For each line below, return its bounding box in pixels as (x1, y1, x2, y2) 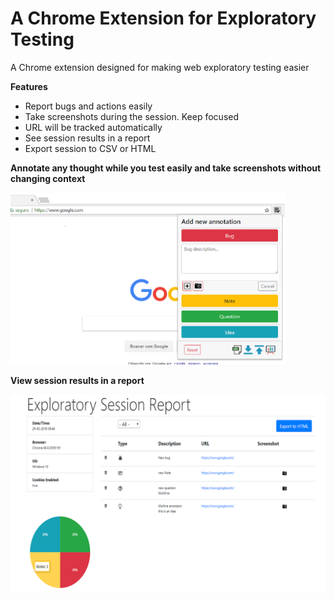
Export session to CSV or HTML (24, 142, 157, 154)
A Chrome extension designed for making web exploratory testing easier (10, 61, 310, 73)
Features (10, 80, 48, 92)
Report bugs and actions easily (24, 100, 153, 112)
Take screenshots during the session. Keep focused (24, 110, 240, 122)
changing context (10, 172, 86, 184)
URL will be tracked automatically (24, 121, 163, 133)
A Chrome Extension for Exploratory (10, 7, 317, 30)
